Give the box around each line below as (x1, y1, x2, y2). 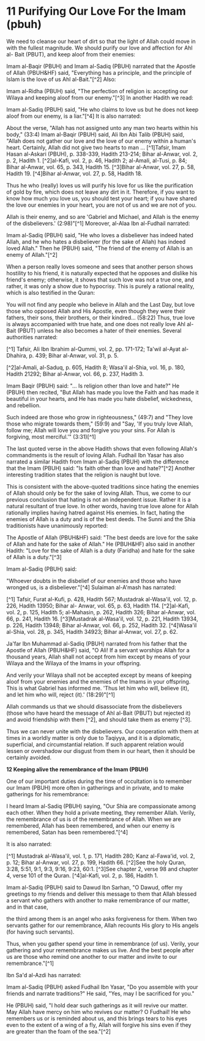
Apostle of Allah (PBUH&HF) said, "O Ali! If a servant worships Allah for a (6, 646, 190, 654)
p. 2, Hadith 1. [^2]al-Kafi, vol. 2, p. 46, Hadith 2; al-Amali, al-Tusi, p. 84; (6, 156, 187, 164)
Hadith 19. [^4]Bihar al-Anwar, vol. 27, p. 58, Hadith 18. (6, 170, 143, 177)
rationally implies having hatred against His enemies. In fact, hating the (6, 509, 185, 516)
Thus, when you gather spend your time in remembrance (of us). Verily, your (6, 940, 199, 947)
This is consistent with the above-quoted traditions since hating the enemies (6, 482, 199, 490)
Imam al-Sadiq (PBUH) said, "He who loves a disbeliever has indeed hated (6, 231, 194, 238)
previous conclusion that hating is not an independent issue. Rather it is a (6, 495, 191, 503)
